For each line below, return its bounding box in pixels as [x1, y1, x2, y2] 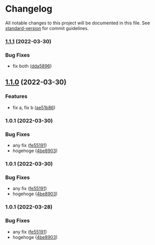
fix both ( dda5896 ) [12, 63, 52, 69]
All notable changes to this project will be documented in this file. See [5, 20, 150, 26]
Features [5, 93, 28, 100]
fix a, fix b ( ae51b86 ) [12, 104, 56, 111]
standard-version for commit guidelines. [5, 25, 89, 31]
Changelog [5, 3, 53, 15]
